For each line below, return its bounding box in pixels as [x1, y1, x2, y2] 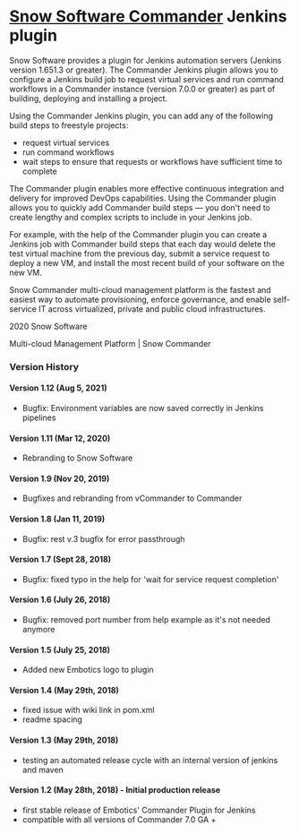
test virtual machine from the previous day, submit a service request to [9, 248, 270, 259]
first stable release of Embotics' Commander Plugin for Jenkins [21, 804, 256, 815]
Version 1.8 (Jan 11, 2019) [9, 513, 106, 525]
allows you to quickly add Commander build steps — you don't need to [9, 202, 270, 212]
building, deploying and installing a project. [9, 92, 168, 104]
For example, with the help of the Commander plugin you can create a [9, 228, 268, 239]
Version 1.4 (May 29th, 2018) [9, 684, 119, 695]
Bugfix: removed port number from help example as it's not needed [21, 615, 271, 625]
